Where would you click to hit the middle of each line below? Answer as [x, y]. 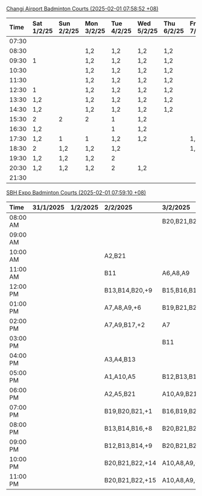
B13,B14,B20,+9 [128, 290]
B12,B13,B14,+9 [128, 446]
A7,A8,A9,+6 [123, 307]
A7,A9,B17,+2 [125, 325]
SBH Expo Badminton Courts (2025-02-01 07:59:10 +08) [76, 192]
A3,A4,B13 [120, 359]
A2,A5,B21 [120, 394]
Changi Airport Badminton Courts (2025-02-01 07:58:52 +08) [82, 9]
